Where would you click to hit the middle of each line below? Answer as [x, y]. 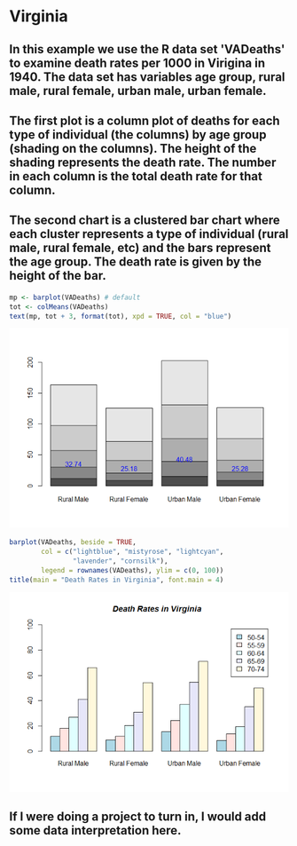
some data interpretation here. [95, 830]
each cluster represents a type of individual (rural [149, 234]
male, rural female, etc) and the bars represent [140, 248]
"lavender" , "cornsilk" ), [120, 561]
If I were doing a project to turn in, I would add [138, 817]
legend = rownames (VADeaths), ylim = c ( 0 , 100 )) [133, 571]
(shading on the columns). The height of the [133, 148]
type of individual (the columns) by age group [138, 134]
